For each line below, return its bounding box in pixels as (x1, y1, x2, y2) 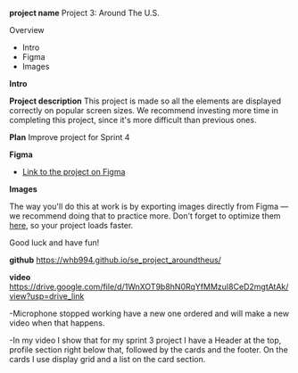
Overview (9, 25, 45, 35)
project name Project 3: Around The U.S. (9, 8, 161, 18)
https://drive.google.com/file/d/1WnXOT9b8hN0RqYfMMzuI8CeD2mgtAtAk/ (9, 281, 289, 292)
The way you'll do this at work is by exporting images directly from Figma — (9, 201, 289, 211)
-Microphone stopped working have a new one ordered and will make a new (9, 308, 290, 319)
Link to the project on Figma (21, 167, 126, 177)
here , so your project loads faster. (9, 220, 134, 230)
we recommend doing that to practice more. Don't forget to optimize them (9, 211, 281, 221)
